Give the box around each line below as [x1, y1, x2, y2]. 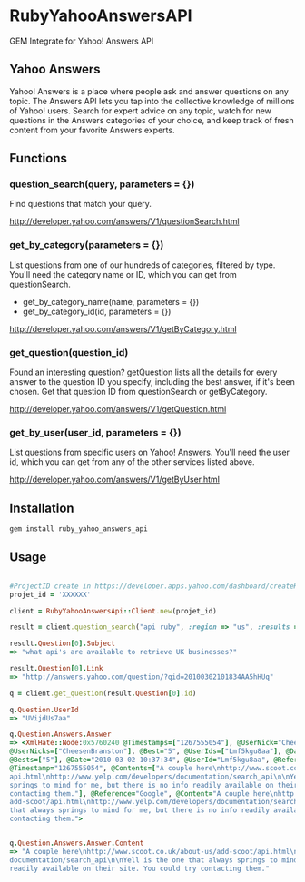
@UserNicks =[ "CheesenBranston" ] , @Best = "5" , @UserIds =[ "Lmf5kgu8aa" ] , [9, 747, 282, 756]
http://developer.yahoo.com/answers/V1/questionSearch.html [9, 216, 240, 227]
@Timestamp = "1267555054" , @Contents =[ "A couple [9, 763, 193, 772]
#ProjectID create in [9, 582, 92, 591]
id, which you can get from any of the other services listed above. [9, 456, 256, 467]
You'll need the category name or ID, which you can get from [9, 269, 238, 279]
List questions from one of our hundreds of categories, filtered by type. [9, 260, 276, 270]
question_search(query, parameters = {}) [9, 178, 195, 191]
